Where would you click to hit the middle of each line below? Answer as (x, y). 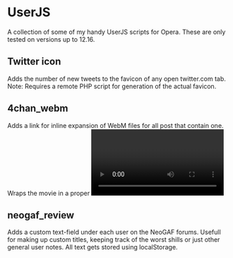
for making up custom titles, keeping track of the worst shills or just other (114, 240)
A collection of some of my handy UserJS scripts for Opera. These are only (116, 32)
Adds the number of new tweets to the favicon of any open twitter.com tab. (116, 78)
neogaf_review (41, 215)
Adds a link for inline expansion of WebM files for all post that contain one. (115, 125)
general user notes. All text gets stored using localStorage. (92, 247)
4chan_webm (38, 109)
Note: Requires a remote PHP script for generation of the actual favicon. (112, 86)
